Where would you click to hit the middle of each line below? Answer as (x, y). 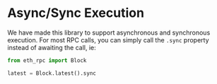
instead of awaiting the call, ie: (52, 47)
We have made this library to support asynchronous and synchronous (109, 32)
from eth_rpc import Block (47, 60)
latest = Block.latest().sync (52, 73)
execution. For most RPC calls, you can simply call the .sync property (108, 40)
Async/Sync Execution (76, 13)
